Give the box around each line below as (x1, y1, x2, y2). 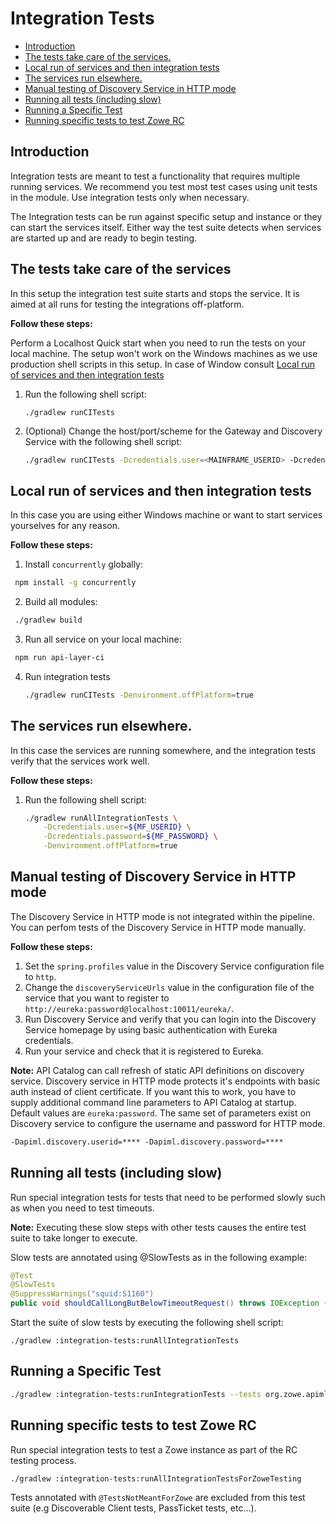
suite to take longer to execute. (10, 1232, 138, 1244)
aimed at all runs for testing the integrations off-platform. (10, 298, 245, 310)
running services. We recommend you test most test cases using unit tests (10, 180, 318, 192)
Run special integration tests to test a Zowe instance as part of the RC (10, 1443, 298, 1456)
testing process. (10, 1454, 77, 1466)
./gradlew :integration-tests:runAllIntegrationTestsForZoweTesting (10, 1473, 302, 1484)
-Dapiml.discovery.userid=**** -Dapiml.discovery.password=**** (10, 1137, 284, 1147)
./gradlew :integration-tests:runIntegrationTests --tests (10, 1389, 262, 1399)
